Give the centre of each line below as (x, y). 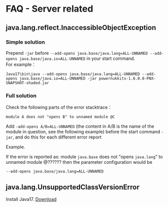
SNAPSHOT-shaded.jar (28, 83)
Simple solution (25, 42)
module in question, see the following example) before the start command (83, 132)
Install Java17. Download (31, 199)
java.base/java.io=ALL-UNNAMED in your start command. (77, 58)
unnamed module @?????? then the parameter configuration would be (79, 162)
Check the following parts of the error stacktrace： (59, 108)
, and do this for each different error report (57, 137)
